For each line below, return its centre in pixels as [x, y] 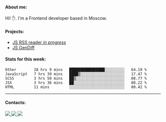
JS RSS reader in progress [39, 43]
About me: [16, 7]
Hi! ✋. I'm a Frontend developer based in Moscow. [56, 18]
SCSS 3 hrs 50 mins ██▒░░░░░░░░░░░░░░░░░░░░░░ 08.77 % [76, 78]
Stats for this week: [25, 59]
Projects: [15, 31]
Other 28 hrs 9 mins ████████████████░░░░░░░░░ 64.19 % [76, 69]
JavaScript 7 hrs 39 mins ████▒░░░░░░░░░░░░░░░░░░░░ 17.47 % [76, 74]
